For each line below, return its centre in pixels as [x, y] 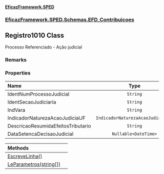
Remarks [16, 60]
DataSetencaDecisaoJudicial [41, 134]
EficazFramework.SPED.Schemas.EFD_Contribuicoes [70, 20]
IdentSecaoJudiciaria [32, 102]
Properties [18, 73]
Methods [18, 148]
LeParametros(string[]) [34, 164]
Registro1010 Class [35, 35]
